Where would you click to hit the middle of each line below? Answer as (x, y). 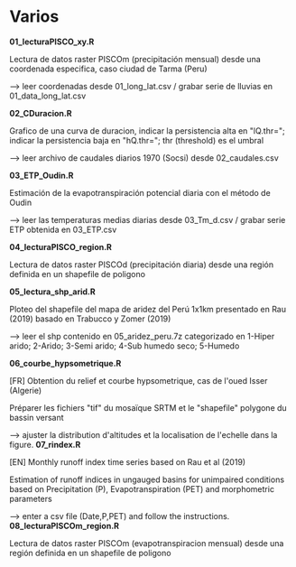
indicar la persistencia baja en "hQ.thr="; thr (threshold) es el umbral (137, 140)
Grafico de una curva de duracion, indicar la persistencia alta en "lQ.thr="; (148, 130)
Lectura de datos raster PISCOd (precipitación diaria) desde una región (141, 265)
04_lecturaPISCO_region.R (61, 246)
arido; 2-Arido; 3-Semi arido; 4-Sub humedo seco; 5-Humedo (125, 346)
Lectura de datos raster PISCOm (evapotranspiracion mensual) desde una (147, 543)
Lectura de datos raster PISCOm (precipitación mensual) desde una (135, 59)
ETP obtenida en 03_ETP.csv (63, 229)
